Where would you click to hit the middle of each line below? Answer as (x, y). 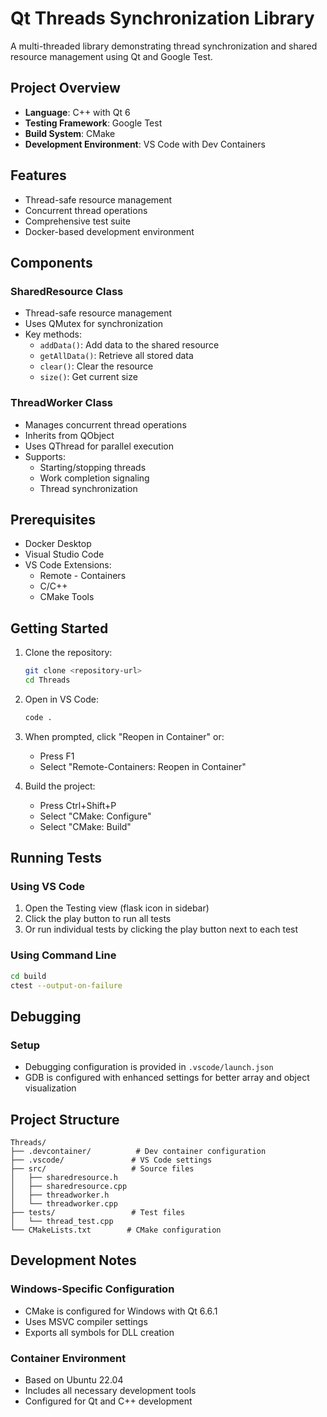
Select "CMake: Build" (85, 826)
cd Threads (47, 680)
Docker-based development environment (109, 231)
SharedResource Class (67, 291)
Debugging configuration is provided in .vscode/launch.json (149, 1067)
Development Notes (73, 1260)
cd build (28, 976)
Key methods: (53, 334)
